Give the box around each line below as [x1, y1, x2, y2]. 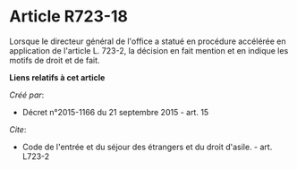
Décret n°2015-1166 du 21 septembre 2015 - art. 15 [21, 106, 209, 117]
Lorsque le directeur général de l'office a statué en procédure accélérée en [9, 36, 286, 46]
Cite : [9, 123, 27, 135]
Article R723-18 [9, 6, 128, 27]
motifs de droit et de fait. [9, 55, 100, 65]
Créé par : [9, 89, 45, 100]
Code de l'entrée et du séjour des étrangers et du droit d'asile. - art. [21, 141, 273, 152]
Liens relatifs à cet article [9, 72, 106, 82]
